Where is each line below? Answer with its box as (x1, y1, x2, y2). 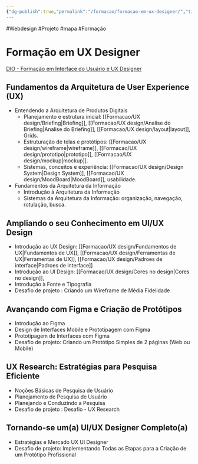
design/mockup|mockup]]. (23, 157, 88, 164)
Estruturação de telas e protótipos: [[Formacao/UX (23, 138, 147, 145)
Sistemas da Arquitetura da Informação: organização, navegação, (23, 195, 183, 202)
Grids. (23, 132, 38, 139)
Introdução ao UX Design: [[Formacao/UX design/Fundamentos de (14, 243, 177, 250)
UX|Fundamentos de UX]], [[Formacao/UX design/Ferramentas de (14, 249, 176, 257)
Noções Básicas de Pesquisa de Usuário (14, 387, 114, 394)
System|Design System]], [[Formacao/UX (23, 169, 124, 177)
